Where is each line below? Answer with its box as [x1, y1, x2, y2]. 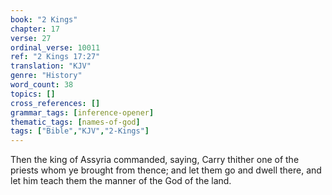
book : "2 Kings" [10, 14, 78, 25]
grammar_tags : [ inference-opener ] [10, 107, 155, 118]
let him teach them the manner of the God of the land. [10, 175, 232, 187]
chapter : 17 [10, 24, 60, 34]
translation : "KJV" [10, 61, 92, 71]
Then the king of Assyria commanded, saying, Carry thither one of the [10, 154, 300, 166]
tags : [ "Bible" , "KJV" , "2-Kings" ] [10, 126, 150, 136]
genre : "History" [10, 71, 83, 81]
